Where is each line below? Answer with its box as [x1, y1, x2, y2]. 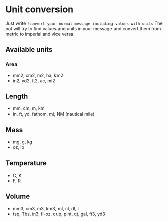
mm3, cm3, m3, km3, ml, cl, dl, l [12, 205, 79, 211]
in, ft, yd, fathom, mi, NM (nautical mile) [12, 111, 95, 117]
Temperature [5, 159, 47, 168]
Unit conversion [5, 4, 74, 15]
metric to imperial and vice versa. [5, 31, 75, 37]
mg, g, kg [12, 139, 33, 145]
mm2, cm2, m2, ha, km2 [12, 72, 63, 78]
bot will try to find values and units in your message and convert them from [5, 25, 161, 31]
